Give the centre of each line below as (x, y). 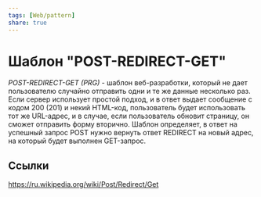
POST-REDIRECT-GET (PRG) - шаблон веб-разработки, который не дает (128, 83)
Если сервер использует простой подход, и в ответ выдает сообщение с (130, 99)
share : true (27, 23)
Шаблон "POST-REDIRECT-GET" (117, 61)
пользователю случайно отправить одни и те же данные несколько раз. (129, 91)
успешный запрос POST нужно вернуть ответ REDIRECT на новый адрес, (131, 133)
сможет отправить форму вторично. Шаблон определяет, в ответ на (123, 124)
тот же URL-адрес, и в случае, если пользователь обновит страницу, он (129, 116)
